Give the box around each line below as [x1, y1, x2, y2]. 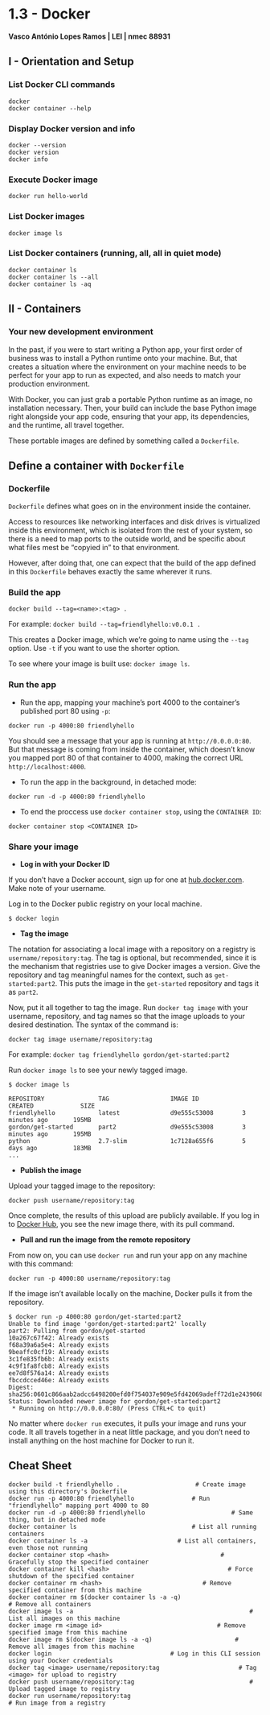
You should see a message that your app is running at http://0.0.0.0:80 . [8, 735, 252, 745]
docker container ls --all [8, 273, 99, 281]
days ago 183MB [8, 1145, 92, 1153]
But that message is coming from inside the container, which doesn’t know [8, 744, 256, 754]
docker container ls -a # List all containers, [8, 1536, 257, 1545]
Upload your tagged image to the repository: [8, 1181, 156, 1191]
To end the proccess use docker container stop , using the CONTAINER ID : [19, 806, 262, 816]
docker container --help [8, 104, 92, 113]
